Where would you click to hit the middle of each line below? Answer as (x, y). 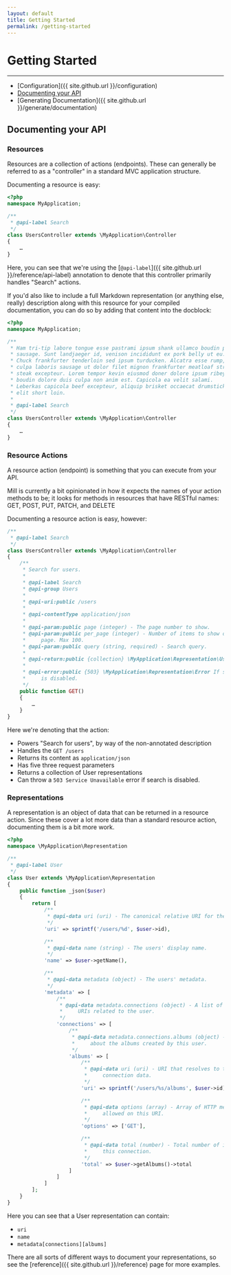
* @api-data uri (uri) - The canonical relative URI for (130, 917)
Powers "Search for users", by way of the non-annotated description (114, 743)
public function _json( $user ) (63, 891)
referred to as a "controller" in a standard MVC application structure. (104, 171)
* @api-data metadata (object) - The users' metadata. (127, 980)
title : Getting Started (41, 20)
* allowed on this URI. (124, 1113)
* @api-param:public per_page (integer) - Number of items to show (121, 634)
